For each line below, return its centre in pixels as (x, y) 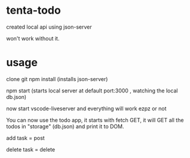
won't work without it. (33, 38)
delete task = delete (31, 149)
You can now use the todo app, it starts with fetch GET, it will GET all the (95, 120)
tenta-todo (33, 10)
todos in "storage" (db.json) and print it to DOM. (65, 126)
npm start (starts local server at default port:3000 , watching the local (92, 91)
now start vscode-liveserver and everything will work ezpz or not (86, 109)
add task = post (25, 138)
